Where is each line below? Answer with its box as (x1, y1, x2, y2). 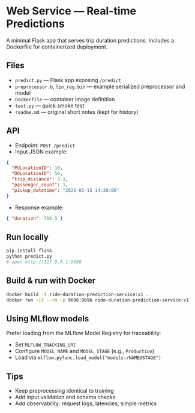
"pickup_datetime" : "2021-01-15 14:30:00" (11, 187, 119, 193)
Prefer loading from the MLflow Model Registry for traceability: (6, 330, 161, 337)
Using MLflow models (6, 313, 89, 324)
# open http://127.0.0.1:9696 (6, 259, 82, 265)
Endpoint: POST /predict (14, 141, 76, 149)
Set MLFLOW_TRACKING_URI (14, 341, 76, 348)
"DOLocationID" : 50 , (11, 171, 63, 177)
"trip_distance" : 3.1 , (11, 176, 68, 182)
